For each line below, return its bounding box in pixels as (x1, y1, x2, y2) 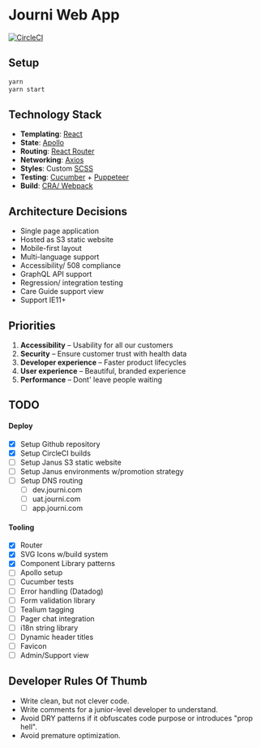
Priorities (8, 318, 56, 332)
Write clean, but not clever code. (19, 696, 130, 706)
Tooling (8, 522, 35, 532)
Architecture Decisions (8, 205, 128, 218)
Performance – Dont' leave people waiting (19, 374, 163, 384)
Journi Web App (8, 6, 120, 24)
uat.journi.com (32, 494, 81, 504)
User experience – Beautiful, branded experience (19, 365, 186, 375)
